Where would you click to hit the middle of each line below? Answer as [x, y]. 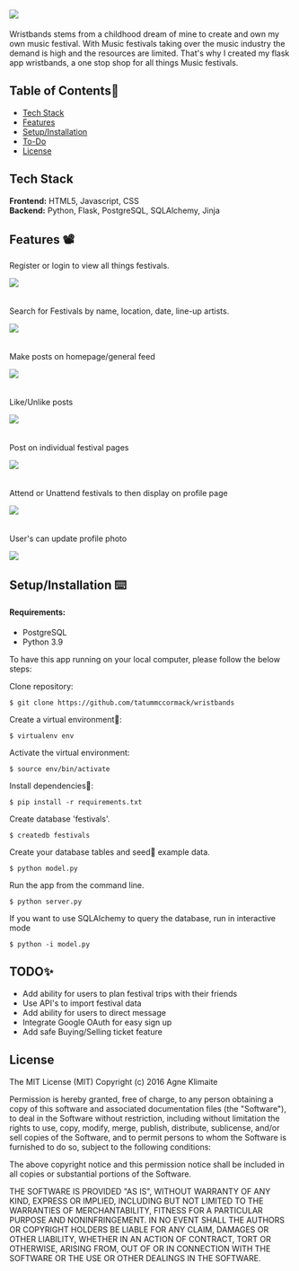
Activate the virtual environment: [70, 752]
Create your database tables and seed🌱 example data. [110, 852]
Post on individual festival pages [69, 448]
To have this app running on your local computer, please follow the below [145, 659]
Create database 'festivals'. [60, 819]
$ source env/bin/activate [60, 769]
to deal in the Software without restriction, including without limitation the [145, 1118]
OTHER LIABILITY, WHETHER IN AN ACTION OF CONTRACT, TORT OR [140, 1239]
